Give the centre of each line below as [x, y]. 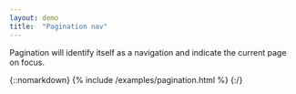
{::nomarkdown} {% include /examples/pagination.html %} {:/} [126, 79]
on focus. [27, 62]
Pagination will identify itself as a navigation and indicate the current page [148, 52]
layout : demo [34, 18]
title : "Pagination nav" [58, 26]
